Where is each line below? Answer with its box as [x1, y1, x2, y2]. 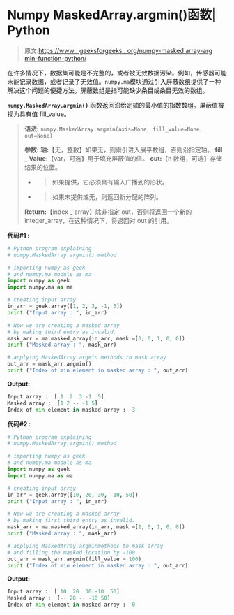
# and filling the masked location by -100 [7, 549, 136, 556]
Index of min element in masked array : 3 [7, 406, 136, 413]
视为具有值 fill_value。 [7, 110, 71, 118]
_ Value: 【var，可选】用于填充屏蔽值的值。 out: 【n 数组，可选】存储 [24, 154, 223, 162]
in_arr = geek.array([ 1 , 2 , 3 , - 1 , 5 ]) [7, 303, 123, 310]
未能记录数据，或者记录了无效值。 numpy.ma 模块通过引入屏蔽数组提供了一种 [7, 77, 221, 85]
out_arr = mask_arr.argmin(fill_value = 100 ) [7, 556, 141, 563]
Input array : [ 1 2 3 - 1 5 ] [7, 393, 104, 400]
